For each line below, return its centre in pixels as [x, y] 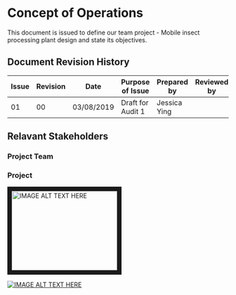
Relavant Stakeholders [58, 136]
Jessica [170, 102]
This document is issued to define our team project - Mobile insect [104, 32]
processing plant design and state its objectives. [77, 39]
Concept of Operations [76, 13]
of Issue [136, 91]
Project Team [31, 156]
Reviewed [212, 82]
